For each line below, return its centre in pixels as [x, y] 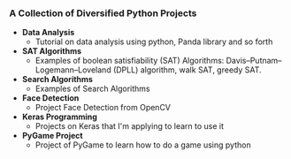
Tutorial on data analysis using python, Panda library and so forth [154, 42]
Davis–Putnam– [254, 61]
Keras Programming [59, 117]
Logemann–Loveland [73, 70]
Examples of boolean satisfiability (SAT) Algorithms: [130, 61]
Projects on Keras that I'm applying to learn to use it [129, 126]
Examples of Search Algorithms [92, 89]
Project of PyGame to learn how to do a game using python [143, 145]
